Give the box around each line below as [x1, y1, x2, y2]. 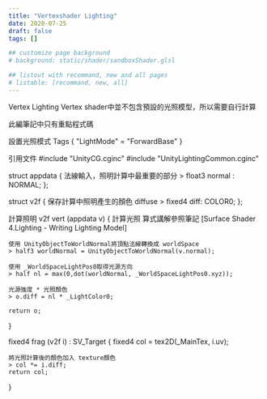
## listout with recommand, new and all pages [8, 71, 168, 79]
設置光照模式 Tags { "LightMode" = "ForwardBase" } [8, 136, 183, 146]
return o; [8, 307, 42, 315]
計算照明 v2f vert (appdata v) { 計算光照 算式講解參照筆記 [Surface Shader [8, 214, 256, 223]
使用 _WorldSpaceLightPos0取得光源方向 [8, 262, 133, 271]
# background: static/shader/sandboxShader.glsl [8, 57, 176, 65]
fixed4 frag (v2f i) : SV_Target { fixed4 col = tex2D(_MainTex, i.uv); [8, 337, 229, 346]
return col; [8, 367, 49, 376]
